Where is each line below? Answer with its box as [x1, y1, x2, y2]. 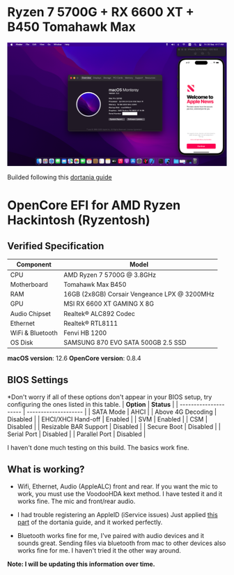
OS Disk [10, 338, 33, 347]
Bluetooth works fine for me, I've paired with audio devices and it [17, 531, 204, 539]
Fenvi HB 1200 [63, 329, 107, 337]
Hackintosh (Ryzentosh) [7, 212, 151, 228]
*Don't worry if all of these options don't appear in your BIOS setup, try [7, 392, 212, 401]
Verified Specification [7, 240, 104, 252]
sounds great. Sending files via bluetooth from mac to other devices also [17, 539, 226, 547]
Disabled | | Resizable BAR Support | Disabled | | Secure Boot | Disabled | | [7, 422, 221, 431]
